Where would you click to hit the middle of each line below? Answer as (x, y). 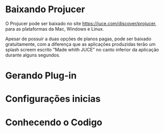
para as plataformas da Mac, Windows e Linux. (55, 29)
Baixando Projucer (45, 9)
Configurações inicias (53, 99)
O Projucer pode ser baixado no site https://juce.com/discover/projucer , (81, 23)
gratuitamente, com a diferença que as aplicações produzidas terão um (80, 44)
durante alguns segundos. (33, 55)
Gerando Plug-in (41, 76)
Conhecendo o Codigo (54, 122)
